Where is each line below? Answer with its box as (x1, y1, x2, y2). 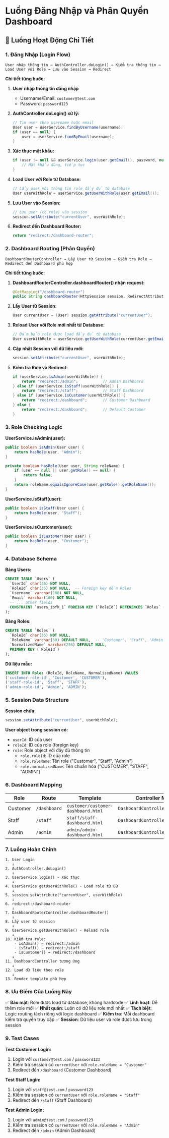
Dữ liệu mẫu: (5, 661, 32, 667)
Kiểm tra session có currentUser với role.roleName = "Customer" (12, 1061, 147, 1067)
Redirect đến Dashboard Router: (12, 223, 81, 230)
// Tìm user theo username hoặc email (12, 120, 94, 125)
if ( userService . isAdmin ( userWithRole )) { (12, 374, 103, 379)
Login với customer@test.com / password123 (12, 1056, 100, 1062)
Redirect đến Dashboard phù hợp (5, 261, 73, 266)
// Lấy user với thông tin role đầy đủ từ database (12, 186, 130, 191)
